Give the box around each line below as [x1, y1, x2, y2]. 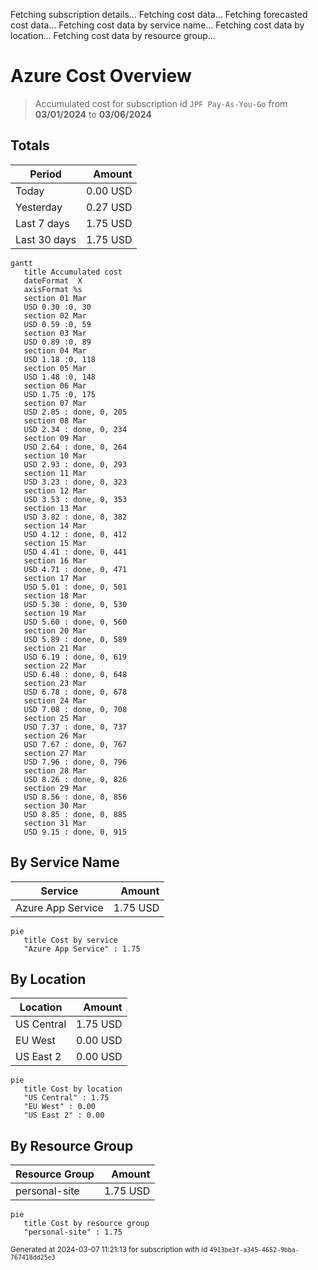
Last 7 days [15, 216, 70, 230]
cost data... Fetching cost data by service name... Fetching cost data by [10, 19, 305, 31]
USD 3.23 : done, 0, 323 [23, 477, 128, 487]
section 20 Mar [23, 625, 87, 636]
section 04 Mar [23, 345, 87, 356]
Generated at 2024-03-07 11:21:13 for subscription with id [10, 1245, 208, 1255]
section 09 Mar [23, 433, 87, 443]
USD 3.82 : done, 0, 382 [23, 512, 128, 522]
